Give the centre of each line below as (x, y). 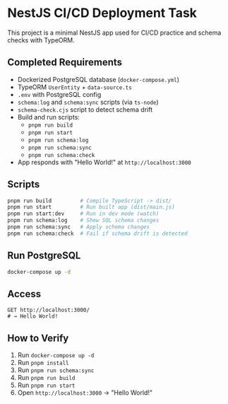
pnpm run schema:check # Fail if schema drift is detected (98, 233)
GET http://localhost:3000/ (49, 310)
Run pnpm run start (46, 385)
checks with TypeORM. (41, 40)
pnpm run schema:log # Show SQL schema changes (83, 221)
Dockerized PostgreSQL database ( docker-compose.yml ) (98, 79)
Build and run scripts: (48, 117)
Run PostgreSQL (44, 256)
